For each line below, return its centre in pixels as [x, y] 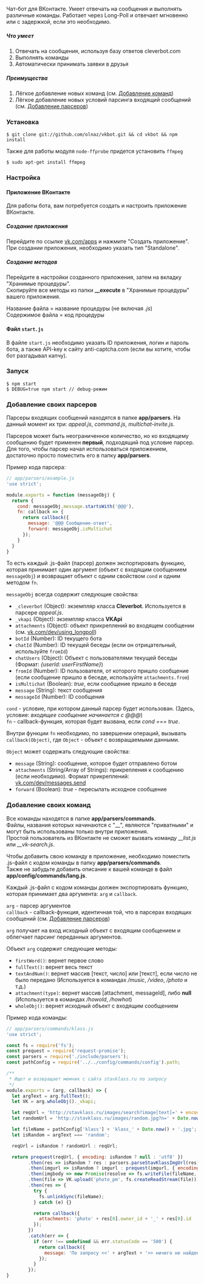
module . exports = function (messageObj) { [61, 495]
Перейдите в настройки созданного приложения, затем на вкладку [94, 277]
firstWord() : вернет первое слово [59, 960]
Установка [23, 122]
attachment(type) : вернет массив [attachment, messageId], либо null [103, 993]
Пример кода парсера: [36, 467]
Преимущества [27, 78]
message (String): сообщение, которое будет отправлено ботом [96, 763]
